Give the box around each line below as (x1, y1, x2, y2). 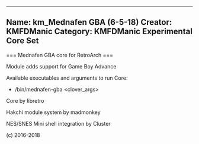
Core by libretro (6, 97, 44, 104)
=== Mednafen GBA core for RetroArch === (6, 51, 114, 58)
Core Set (6, 36, 39, 46)
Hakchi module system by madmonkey (6, 109, 101, 116)
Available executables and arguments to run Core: (6, 74, 128, 81)
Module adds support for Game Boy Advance (6, 63, 117, 70)
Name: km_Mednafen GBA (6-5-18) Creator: (6, 17, 172, 27)
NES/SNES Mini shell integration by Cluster (6, 120, 111, 127)
